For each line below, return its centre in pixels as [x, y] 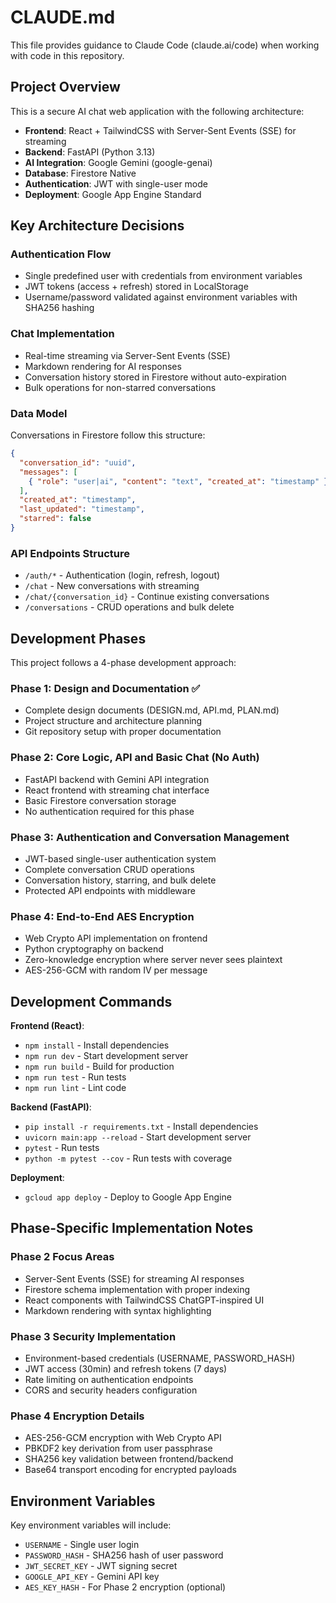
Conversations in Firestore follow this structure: [108, 435]
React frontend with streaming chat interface [117, 790]
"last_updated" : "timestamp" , [82, 509]
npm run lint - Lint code [75, 1088]
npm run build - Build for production [99, 1067]
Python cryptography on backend [94, 949]
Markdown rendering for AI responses [103, 366]
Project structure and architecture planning [113, 721]
